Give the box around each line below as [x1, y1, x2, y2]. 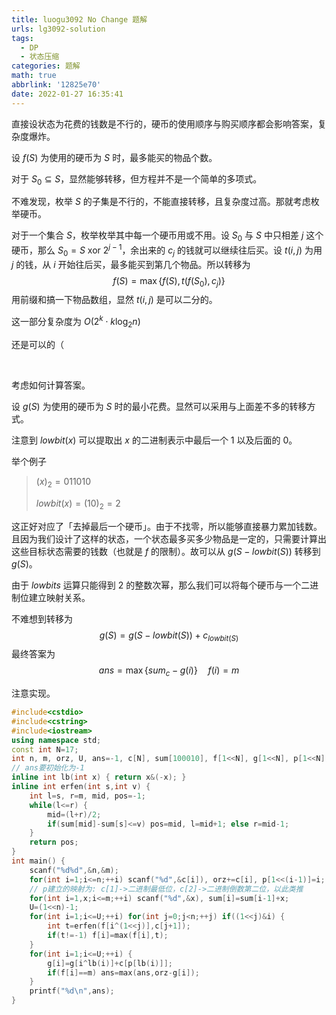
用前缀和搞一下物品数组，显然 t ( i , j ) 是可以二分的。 [11, 294, 218, 306]
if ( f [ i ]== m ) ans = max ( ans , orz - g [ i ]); [47, 967, 200, 978]
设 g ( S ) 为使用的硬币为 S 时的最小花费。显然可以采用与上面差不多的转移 [11, 400, 308, 412]
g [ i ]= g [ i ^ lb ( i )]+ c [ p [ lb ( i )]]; [47, 958, 173, 968]
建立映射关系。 [28, 591, 91, 603]
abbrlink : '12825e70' [11, 80, 102, 90]
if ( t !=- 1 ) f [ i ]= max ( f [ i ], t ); [47, 931, 169, 941]
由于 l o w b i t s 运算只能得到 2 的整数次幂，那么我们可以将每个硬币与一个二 [11, 579, 311, 591]
